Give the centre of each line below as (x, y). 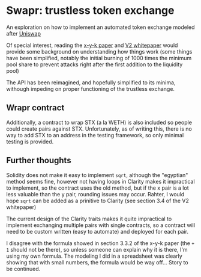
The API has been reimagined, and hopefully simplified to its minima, (91, 82)
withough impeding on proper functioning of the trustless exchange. (91, 89)
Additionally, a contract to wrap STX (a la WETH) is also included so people (99, 122)
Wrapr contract (35, 108)
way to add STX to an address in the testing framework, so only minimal (95, 135)
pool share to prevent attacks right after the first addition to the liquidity (94, 64)
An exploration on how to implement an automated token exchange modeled (100, 27)
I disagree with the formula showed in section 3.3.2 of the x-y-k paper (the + (100, 243)
